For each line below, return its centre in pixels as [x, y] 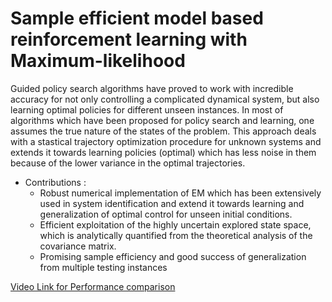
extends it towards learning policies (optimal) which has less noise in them [163, 152]
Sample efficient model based [137, 18]
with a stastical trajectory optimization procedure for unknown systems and [166, 141]
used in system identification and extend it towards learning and [172, 203]
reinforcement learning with [129, 39]
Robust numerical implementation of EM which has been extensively [180, 193]
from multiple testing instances [103, 267]
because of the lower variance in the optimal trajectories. [128, 163]
